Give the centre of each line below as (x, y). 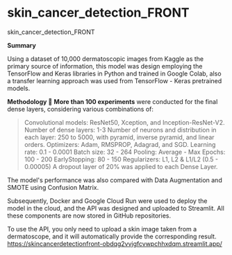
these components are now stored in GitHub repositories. (89, 216)
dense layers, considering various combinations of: (81, 109)
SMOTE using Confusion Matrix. (53, 187)
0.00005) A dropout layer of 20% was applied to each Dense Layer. (121, 166)
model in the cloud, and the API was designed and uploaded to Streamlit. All (116, 208)
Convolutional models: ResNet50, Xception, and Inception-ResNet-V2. (124, 122)
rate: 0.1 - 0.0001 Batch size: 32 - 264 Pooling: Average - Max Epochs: (125, 152)
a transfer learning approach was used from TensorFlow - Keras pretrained (115, 80)
